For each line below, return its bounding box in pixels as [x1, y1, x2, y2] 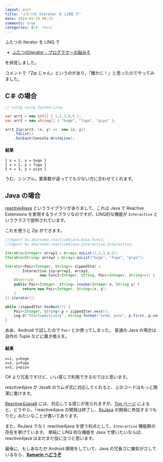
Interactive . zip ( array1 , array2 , [22, 268, 90, 274]
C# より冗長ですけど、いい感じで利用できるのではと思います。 [5, 374, 130, 380]
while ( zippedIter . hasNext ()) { [5, 304, 70, 309]
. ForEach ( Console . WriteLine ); [14, 136, 75, 141]
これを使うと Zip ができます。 [5, 228, 65, 234]
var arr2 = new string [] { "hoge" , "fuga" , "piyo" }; [5, 118, 116, 123]
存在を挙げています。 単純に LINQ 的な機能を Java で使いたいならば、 [5, 429, 145, 435]
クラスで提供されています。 [13, 217, 68, 223]
